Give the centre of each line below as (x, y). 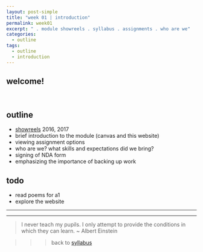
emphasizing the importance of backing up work (76, 161)
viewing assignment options (50, 142)
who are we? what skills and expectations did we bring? (84, 149)
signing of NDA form (40, 155)
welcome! (25, 81)
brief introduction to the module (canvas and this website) (87, 136)
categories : (21, 34)
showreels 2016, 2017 (42, 129)
